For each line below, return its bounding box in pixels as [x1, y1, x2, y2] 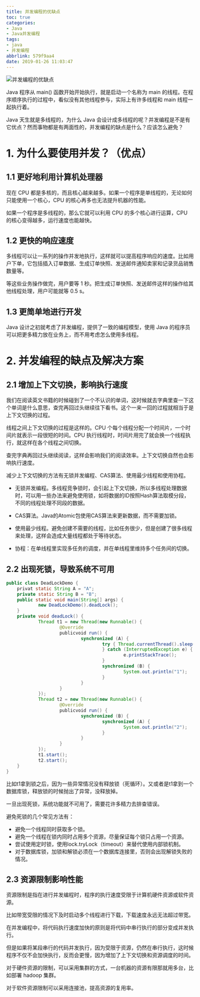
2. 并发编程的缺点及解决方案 [6, 354, 144, 368]
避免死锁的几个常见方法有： [6, 813, 74, 820]
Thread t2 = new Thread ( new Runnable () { [37, 697, 143, 703]
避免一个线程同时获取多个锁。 [14, 825, 88, 833]
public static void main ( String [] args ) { [17, 597, 124, 602]
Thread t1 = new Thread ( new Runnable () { [37, 619, 143, 625]
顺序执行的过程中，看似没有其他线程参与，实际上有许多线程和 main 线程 [11, 96, 188, 103]
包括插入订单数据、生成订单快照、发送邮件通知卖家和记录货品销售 [32, 260, 194, 267]
